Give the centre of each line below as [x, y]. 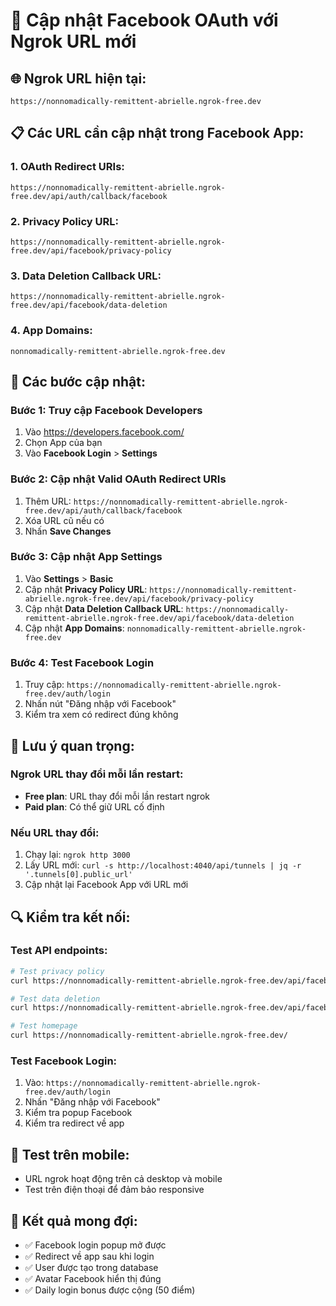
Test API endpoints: [59, 951]
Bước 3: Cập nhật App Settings [86, 557]
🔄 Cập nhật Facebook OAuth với [144, 20]
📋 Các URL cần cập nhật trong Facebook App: [157, 133]
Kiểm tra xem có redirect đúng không [101, 715]
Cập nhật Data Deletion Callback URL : [104, 608]
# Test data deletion [55, 999]
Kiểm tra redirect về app [74, 1123]
